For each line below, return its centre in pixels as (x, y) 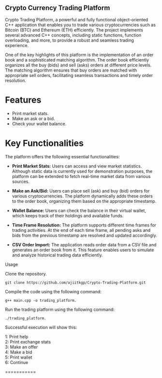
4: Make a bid (19, 352)
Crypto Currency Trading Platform (58, 8)
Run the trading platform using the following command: (60, 309)
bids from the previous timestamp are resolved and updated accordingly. (84, 235)
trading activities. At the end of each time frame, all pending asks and (81, 230)
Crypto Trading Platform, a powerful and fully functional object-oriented (77, 19)
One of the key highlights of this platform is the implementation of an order (79, 55)
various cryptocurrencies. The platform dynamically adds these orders (82, 196)
